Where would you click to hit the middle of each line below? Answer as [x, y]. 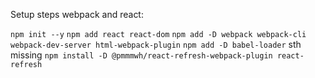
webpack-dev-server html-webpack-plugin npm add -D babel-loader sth [156, 44]
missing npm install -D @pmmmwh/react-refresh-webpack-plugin [141, 55]
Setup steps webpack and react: [77, 14]
